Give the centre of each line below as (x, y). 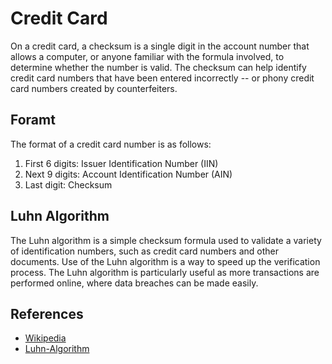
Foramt (33, 120)
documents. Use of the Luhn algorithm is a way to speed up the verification (165, 261)
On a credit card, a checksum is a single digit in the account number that (160, 46)
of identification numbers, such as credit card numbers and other (144, 251)
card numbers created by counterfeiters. (94, 88)
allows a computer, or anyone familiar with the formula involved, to (147, 56)
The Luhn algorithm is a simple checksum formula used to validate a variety (166, 240)
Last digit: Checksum (68, 184)
